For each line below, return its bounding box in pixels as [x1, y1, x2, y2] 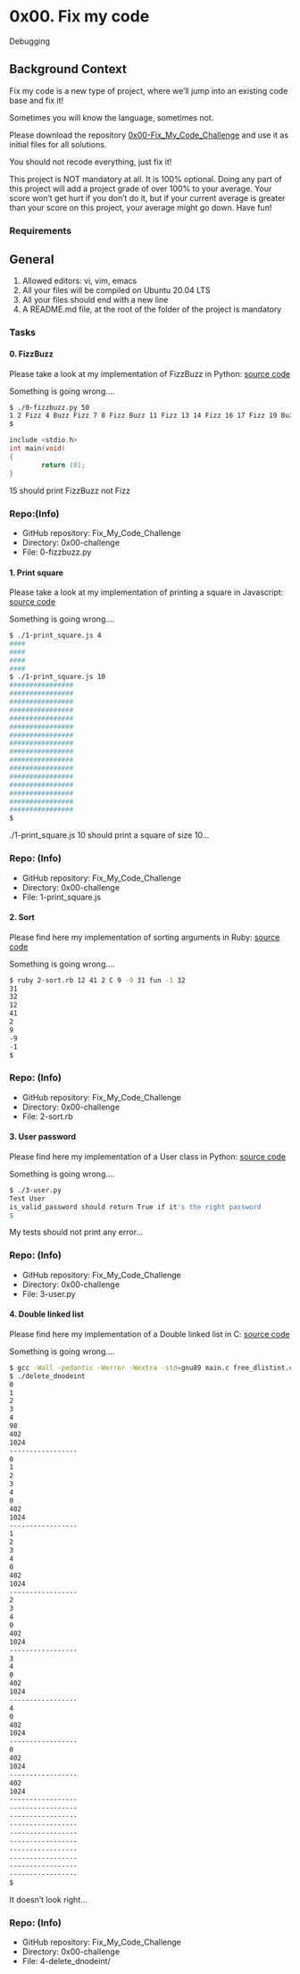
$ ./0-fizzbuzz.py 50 [9, 403, 90, 412]
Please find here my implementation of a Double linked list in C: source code [9, 1328, 290, 1339]
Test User [9, 1194, 46, 1203]
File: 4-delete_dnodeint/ [21, 1956, 111, 1967]
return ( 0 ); [41, 460, 87, 470]
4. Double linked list [9, 1309, 85, 1319]
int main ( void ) [9, 444, 66, 453]
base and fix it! [9, 95, 64, 105]
